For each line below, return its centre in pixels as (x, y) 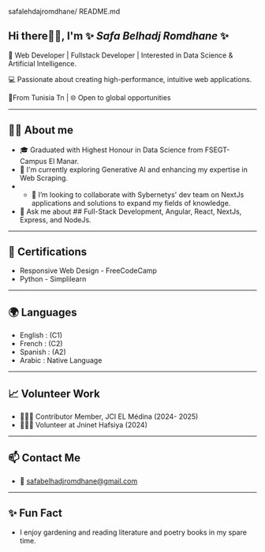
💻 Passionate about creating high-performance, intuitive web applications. (130, 79)
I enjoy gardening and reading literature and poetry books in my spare (133, 532)
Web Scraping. (44, 177)
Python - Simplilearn (53, 279)
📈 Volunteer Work (54, 393)
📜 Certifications (48, 252)
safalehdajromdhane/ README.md (64, 11)
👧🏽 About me (41, 131)
